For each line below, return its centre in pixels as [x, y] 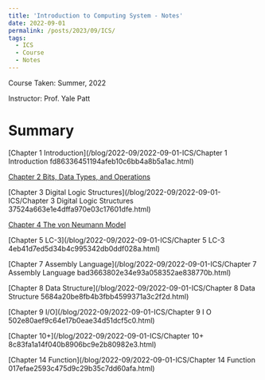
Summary [41, 131]
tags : [17, 38]
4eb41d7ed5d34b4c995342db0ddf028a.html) [84, 248]
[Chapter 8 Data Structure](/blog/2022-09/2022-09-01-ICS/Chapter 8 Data [132, 287]
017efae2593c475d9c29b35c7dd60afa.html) [82, 368]
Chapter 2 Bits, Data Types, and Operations [80, 176]
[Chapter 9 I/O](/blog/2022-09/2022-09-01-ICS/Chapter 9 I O [110, 311]
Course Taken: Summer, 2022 [57, 83]
